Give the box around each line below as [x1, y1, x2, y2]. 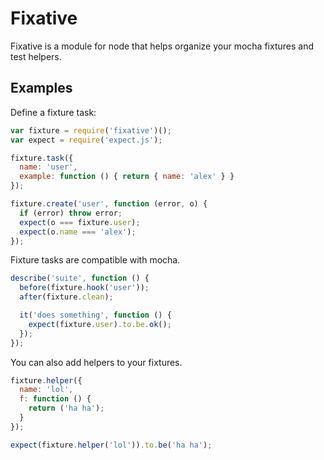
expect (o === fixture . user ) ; [19, 217, 141, 227]
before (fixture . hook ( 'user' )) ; [19, 283, 150, 293]
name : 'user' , [19, 162, 78, 172]
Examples [10, 80, 73, 97]
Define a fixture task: [10, 106, 97, 118]
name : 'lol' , [19, 385, 74, 395]
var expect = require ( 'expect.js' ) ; [10, 135, 163, 145]
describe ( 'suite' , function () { [10, 273, 150, 284]
